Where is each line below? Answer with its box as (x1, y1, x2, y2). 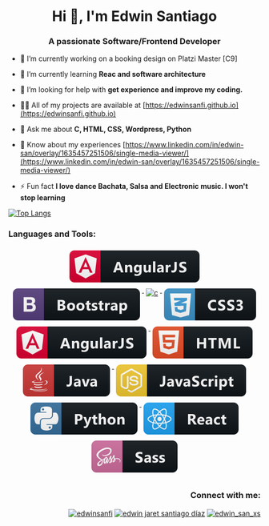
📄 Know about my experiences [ (19, 140, 126, 150)
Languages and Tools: (8, 228, 96, 239)
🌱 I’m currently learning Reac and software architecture (19, 70, 207, 79)
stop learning (19, 193, 66, 203)
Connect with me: (190, 490, 261, 501)
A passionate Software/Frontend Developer (47, 36, 222, 47)
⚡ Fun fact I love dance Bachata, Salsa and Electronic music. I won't (19, 182, 248, 191)
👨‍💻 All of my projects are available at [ (19, 100, 146, 110)
